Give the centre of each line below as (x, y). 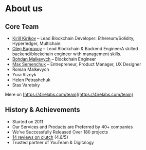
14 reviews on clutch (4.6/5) (40, 137)
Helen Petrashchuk (31, 80)
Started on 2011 (28, 121)
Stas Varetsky (26, 85)
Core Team (22, 27)
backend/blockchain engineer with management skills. (67, 54)
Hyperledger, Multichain (36, 43)
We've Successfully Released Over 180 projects (60, 132)
